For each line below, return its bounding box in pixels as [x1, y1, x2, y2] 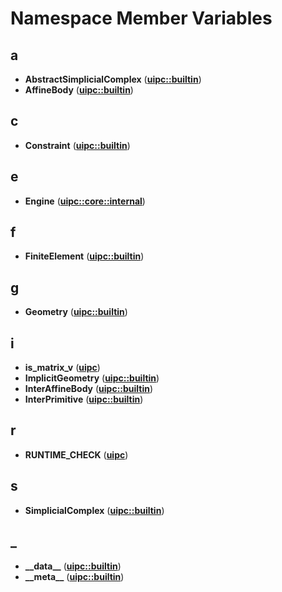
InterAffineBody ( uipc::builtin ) [24, 383, 154, 395]
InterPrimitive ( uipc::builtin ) [24, 393, 144, 406]
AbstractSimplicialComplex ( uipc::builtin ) [24, 73, 202, 85]
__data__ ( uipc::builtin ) [24, 560, 122, 572]
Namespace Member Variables [10, 7, 273, 30]
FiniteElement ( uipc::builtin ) [24, 250, 145, 262]
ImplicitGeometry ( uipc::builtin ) [24, 372, 160, 384]
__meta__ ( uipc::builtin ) [24, 570, 125, 582]
